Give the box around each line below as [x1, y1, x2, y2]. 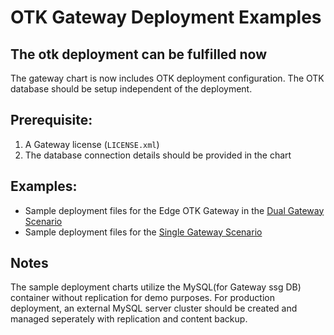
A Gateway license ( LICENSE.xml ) [24, 138, 160, 150]
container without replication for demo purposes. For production [10, 292, 275, 304]
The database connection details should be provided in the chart [24, 149, 292, 161]
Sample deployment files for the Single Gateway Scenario [24, 226, 263, 238]
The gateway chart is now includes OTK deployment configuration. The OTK [10, 72, 325, 84]
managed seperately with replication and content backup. [10, 313, 248, 325]
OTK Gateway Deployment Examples [10, 6, 322, 29]
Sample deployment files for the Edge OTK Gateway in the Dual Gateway [24, 204, 325, 216]
